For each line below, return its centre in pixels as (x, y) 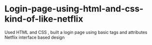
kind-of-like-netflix (44, 19)
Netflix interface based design (35, 37)
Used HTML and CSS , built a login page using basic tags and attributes (76, 32)
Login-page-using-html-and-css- (74, 9)
